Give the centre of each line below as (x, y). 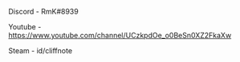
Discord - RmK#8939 (43, 12)
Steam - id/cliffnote (41, 50)
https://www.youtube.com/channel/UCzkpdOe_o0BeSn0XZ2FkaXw (120, 35)
